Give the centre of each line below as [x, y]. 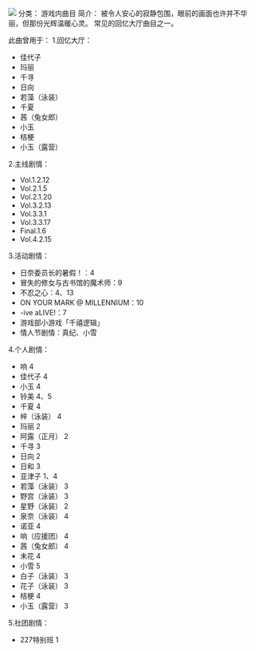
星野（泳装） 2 [44, 506]
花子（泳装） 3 [44, 586]
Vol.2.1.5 [33, 188]
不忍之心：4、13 [47, 292]
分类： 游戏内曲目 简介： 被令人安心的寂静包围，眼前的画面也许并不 [129, 13]
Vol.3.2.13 [35, 205]
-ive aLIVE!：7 [43, 312]
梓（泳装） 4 [41, 416]
